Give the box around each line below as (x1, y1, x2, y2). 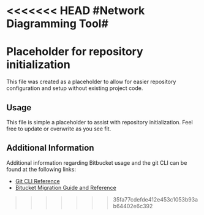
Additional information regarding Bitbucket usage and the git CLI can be (6, 159, 187, 166)
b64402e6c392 (113, 202, 153, 209)
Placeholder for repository (6, 45, 143, 59)
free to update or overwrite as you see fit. (6, 125, 111, 132)
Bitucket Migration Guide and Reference (15, 184, 116, 191)
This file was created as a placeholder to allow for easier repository (6, 78, 176, 86)
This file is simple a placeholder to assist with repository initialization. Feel (6, 118, 193, 126)
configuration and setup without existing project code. (6, 85, 143, 92)
